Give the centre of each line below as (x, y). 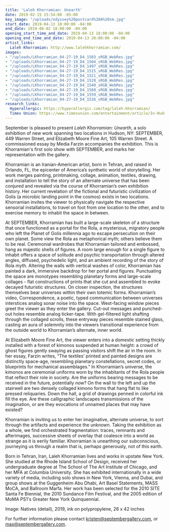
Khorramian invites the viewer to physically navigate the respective (75, 202)
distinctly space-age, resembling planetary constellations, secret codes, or (83, 361)
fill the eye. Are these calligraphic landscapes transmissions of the (74, 399)
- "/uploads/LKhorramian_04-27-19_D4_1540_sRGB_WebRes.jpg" (70, 85)
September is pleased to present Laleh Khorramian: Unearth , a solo (76, 127)
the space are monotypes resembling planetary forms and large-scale (78, 276)
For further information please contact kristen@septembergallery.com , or (82, 518)
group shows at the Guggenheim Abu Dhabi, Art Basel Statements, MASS (82, 483)
